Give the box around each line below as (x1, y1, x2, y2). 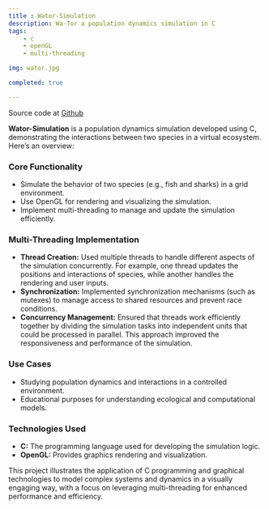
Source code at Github (8, 108, 83, 117)
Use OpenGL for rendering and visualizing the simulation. (19, 197, 212, 206)
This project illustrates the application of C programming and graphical (8, 465, 245, 475)
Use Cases (8, 358, 52, 370)
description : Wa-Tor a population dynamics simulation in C (8, 19, 216, 28)
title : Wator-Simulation (8, 11, 96, 20)
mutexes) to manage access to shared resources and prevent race (19, 295, 242, 305)
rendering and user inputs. (19, 278, 109, 288)
